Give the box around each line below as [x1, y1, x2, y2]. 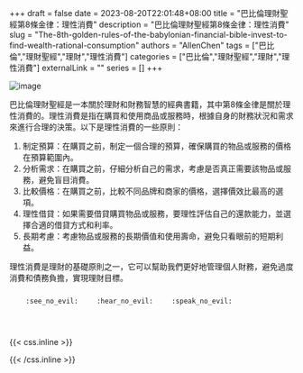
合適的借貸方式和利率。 [30, 220, 118, 230]
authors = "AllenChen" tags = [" [141, 40, 259, 50]
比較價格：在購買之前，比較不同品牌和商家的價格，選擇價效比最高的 [22, 186, 276, 196]
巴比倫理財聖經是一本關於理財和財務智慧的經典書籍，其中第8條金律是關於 [9, 99, 283, 110]
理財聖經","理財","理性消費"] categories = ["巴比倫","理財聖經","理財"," [25, 51, 282, 61]
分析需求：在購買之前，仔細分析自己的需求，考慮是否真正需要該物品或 [22, 163, 284, 174]
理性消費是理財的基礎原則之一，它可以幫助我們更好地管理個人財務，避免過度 [9, 261, 294, 272]
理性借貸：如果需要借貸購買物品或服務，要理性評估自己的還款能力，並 [22, 208, 284, 219]
